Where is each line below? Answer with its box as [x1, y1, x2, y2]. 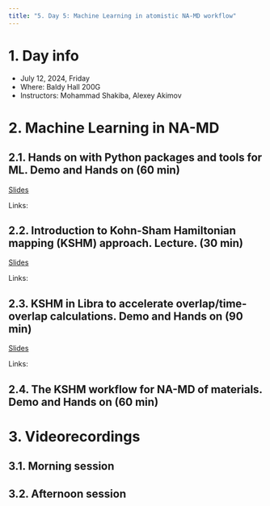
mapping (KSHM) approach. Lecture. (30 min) [8, 236, 244, 250]
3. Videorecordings [8, 427, 141, 445]
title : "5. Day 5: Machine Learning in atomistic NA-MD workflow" [8, 11, 237, 20]
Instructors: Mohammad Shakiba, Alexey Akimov [19, 90, 182, 100]
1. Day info [8, 46, 79, 65]
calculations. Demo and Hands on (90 [49, 309, 244, 323]
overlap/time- [175, 296, 247, 311]
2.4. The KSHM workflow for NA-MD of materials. [8, 383, 263, 396]
